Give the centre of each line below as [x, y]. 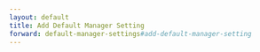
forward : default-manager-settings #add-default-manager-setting [130, 33]
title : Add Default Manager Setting [77, 26]
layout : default [39, 17]
